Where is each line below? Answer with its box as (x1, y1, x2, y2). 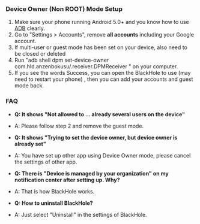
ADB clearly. (14, 25, 46, 32)
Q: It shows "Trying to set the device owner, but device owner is (14, 134, 178, 141)
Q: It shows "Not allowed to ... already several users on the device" (14, 110, 186, 118)
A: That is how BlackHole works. (14, 187, 95, 195)
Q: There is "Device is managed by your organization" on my (14, 169, 169, 177)
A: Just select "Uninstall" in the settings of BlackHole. (14, 211, 148, 218)
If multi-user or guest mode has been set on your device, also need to (14, 44, 187, 51)
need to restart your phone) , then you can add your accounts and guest (14, 75, 193, 83)
